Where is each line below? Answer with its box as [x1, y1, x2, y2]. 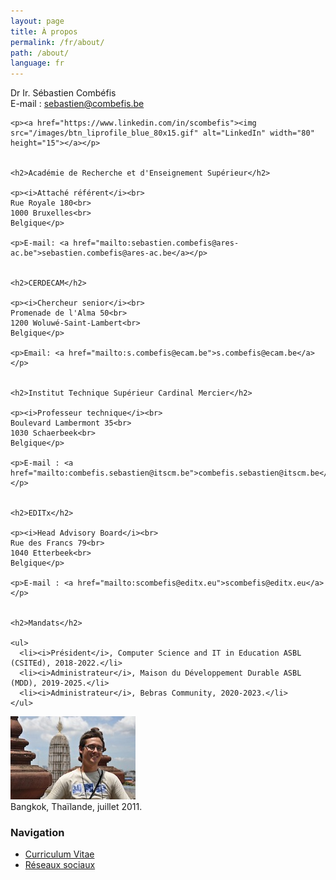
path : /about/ [10, 48, 70, 58]
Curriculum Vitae [24, 848, 95, 860]
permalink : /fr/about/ [10, 37, 105, 47]
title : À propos [10, 26, 78, 37]
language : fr [10, 58, 65, 69]
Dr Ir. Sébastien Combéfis [10, 87, 117, 99]
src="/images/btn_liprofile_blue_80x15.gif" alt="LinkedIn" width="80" [10, 128, 315, 139]
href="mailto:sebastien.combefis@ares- [73, 238, 240, 249]
